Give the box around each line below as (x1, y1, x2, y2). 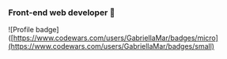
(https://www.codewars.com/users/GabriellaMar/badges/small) (8, 42, 215, 51)
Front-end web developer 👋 (8, 7, 115, 18)
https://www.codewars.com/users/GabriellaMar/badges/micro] (13, 33, 219, 42)
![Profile (8, 25, 34, 35)
